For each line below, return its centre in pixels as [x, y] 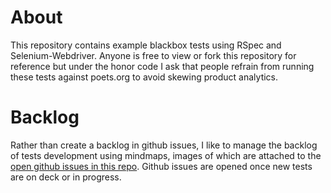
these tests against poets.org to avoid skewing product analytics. [144, 77]
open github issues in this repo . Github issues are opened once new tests [161, 166]
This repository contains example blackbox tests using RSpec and [146, 45]
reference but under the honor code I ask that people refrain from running [162, 66]
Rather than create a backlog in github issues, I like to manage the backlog [164, 145]
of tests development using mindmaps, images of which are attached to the [166, 155]
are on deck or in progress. [66, 177]
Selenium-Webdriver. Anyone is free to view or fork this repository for [153, 55]
